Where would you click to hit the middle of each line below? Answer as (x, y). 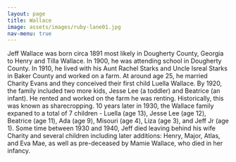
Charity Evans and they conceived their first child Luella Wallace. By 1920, (115, 83)
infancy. (19, 151)
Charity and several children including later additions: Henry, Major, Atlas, (114, 136)
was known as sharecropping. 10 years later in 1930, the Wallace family (111, 106)
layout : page (26, 14)
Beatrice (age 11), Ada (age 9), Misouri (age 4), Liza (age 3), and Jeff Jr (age (118, 121)
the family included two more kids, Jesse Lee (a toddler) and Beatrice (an (114, 91)
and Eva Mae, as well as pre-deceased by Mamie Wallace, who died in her (115, 143)
